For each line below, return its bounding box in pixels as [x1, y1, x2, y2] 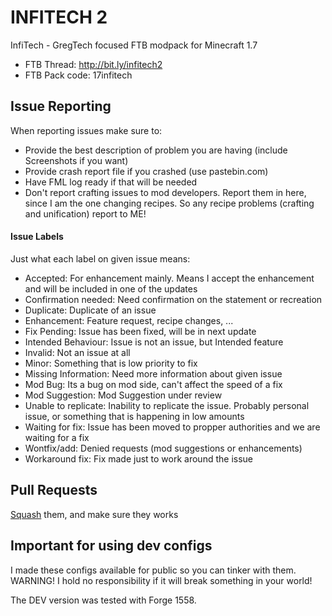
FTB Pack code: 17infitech [24, 69, 133, 81]
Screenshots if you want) [24, 154, 129, 166]
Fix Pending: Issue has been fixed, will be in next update [24, 325, 257, 337]
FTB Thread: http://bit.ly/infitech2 [24, 58, 163, 70]
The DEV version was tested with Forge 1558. [10, 594, 197, 606]
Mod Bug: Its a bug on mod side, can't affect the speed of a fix [24, 378, 283, 390]
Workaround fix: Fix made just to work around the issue [24, 452, 254, 465]
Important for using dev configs [10, 537, 213, 555]
